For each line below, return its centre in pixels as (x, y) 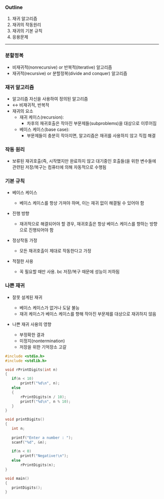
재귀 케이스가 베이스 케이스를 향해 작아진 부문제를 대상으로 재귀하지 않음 (88, 314)
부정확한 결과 (32, 334)
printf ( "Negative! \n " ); (44, 456)
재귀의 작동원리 (27, 25)
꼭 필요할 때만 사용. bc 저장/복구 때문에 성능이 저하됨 (70, 272)
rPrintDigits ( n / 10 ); (43, 397)
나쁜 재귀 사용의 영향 (32, 324)
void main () (17, 478)
